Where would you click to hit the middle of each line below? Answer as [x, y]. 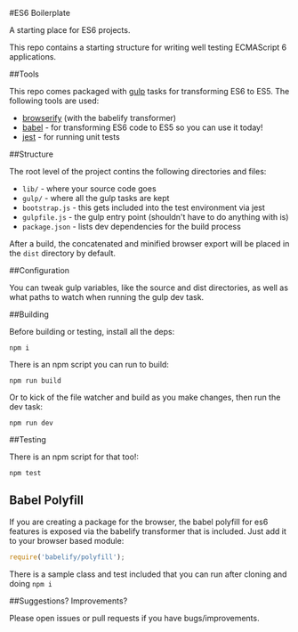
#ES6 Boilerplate [40, 13]
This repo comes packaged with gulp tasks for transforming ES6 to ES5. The [149, 91]
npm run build [36, 381]
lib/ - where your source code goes [89, 189]
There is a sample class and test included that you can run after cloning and [148, 574]
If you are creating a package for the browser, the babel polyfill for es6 [139, 522]
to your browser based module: [67, 540]
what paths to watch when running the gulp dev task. [107, 297]
